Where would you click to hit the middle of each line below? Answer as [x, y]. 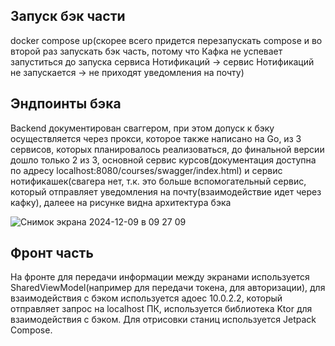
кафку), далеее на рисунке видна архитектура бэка [121, 202]
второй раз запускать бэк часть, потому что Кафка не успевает [146, 51]
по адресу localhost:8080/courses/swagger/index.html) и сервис [146, 170]
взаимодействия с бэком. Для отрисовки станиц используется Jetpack [163, 320]
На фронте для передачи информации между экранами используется [160, 277]
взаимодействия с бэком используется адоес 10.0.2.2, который [146, 298]
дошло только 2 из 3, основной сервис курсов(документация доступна [163, 160]
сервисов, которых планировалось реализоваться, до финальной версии [167, 149]
